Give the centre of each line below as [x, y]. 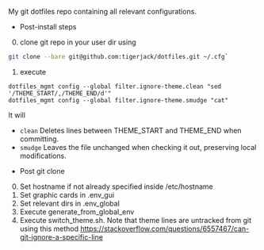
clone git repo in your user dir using [78, 42]
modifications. [43, 156]
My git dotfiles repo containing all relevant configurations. [102, 12]
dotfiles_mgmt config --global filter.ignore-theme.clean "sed [115, 87]
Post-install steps [48, 27]
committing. [39, 139]
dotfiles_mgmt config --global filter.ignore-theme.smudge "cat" [118, 100]
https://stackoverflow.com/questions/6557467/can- [165, 229]
